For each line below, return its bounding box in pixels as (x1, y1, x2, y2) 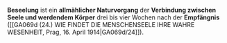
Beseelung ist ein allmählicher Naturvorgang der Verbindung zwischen (7, 6, 217, 14)
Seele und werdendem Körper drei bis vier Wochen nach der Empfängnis (7, 13, 220, 21)
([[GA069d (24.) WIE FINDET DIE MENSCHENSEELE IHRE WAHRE (7, 21, 195, 28)
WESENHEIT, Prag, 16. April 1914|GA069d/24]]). (7, 28, 144, 36)
